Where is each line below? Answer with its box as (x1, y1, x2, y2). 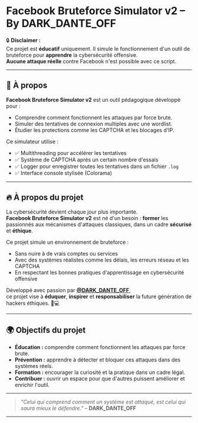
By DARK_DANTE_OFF (6, 17, 117, 30)
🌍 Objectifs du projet (6, 325, 86, 335)
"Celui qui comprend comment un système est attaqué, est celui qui (20, 398, 186, 406)
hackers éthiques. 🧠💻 (6, 299, 60, 306)
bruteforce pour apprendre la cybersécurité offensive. (6, 51, 138, 59)
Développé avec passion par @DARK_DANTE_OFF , (6, 286, 131, 293)
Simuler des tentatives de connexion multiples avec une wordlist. (14, 120, 173, 127)
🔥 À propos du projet (6, 192, 84, 202)
